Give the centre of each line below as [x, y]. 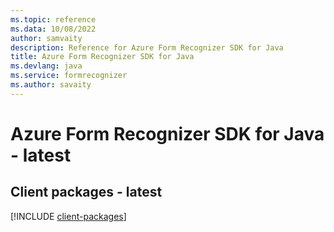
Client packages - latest [86, 192]
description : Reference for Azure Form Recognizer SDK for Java [147, 47]
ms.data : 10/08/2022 [53, 29]
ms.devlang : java [46, 66]
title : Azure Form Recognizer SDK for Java [102, 57]
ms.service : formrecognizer [69, 76]
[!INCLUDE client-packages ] [68, 216]
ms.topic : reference [53, 19]
